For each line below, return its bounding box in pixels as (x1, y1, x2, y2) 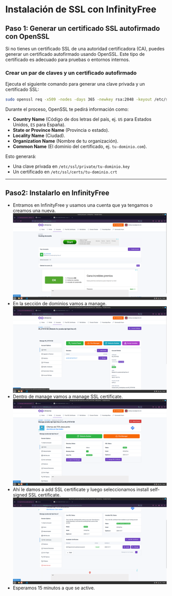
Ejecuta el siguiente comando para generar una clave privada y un (5, 81, 145, 87)
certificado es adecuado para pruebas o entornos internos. (5, 56, 130, 63)
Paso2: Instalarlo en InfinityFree (5, 188, 110, 197)
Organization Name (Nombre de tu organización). (12, 138, 119, 144)
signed (12, 492, 28, 498)
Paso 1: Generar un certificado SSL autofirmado (5, 24, 160, 33)
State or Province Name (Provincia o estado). (12, 127, 110, 133)
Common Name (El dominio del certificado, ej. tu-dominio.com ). (12, 144, 147, 150)
